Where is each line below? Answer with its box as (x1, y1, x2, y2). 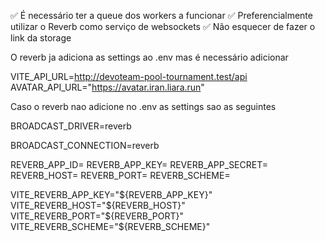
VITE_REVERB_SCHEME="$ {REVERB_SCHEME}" (10, 221, 211, 232)
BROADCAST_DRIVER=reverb (10, 120, 132, 132)
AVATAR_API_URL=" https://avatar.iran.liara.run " (10, 81, 205, 93)
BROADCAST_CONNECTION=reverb (10, 140, 160, 151)
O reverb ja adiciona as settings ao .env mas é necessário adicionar (10, 51, 289, 63)
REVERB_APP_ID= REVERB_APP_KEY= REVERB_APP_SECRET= (10, 159, 269, 170)
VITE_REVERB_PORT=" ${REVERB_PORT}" (10, 210, 184, 222)
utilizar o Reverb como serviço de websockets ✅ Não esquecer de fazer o (10, 21, 316, 32)
